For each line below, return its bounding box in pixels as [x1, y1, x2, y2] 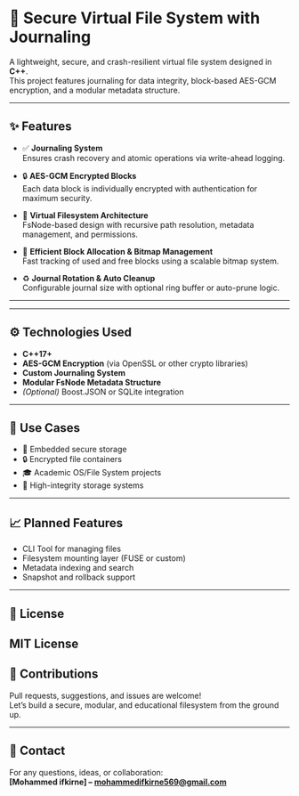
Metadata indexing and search [21, 563, 134, 573]
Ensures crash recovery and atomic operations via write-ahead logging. [21, 152, 286, 163]
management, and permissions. [21, 229, 138, 240]
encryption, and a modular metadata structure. [9, 85, 181, 95]
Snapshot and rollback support [21, 572, 136, 582]
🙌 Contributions [9, 667, 99, 682]
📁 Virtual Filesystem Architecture [21, 209, 149, 221]
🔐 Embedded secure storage [21, 444, 127, 455]
